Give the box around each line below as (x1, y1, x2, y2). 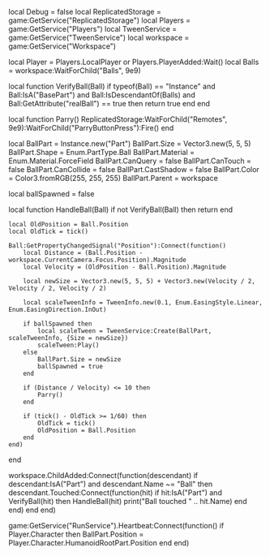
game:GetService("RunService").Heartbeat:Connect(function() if (8, 521, 225, 530)
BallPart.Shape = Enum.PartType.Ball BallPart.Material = (8, 148, 195, 157)
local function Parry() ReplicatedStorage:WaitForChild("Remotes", (8, 114, 228, 124)
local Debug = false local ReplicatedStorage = (8, 7, 162, 16)
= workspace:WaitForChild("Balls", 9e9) (8, 66, 142, 75)
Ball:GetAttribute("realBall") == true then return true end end (8, 99, 211, 108)
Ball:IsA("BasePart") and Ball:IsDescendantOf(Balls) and (8, 90, 196, 100)
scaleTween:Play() (37, 341, 100, 349)
